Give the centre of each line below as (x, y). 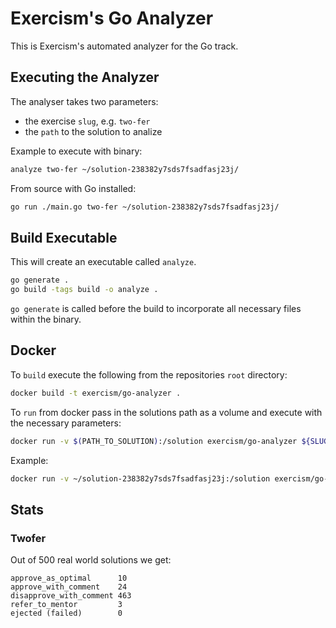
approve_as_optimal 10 (69, 578)
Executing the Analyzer (85, 77)
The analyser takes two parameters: (84, 101)
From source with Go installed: (73, 188)
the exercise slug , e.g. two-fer (87, 121)
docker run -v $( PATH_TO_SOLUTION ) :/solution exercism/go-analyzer (154, 441)
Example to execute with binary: (76, 151)
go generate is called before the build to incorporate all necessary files (156, 309)
